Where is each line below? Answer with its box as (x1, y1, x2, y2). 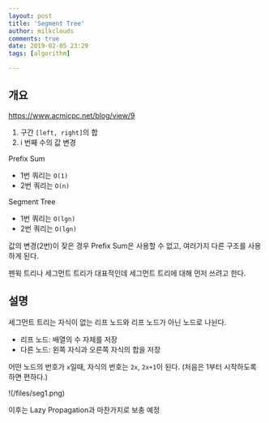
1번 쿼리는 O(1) (19, 170, 69, 180)
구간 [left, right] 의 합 (19, 127, 99, 137)
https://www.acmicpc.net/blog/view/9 (8, 110, 135, 120)
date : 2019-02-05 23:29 (8, 42, 89, 50)
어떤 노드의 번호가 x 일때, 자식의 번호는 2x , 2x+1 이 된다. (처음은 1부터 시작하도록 (8, 361, 257, 371)
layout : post (8, 11, 53, 20)
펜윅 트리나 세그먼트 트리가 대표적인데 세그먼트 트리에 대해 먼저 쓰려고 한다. (8, 268, 246, 278)
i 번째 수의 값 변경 (19, 137, 77, 147)
